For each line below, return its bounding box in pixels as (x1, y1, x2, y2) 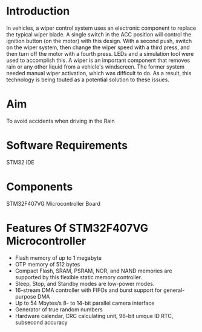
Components (6, 180, 73, 194)
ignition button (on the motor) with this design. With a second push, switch (6, 37, 192, 44)
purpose (15, 293, 36, 300)
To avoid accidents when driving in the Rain (6, 117, 115, 124)
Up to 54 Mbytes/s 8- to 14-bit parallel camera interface (15, 299, 155, 307)
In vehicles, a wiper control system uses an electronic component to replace (6, 24, 197, 32)
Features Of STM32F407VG (6, 221, 148, 235)
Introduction (6, 4, 70, 18)
